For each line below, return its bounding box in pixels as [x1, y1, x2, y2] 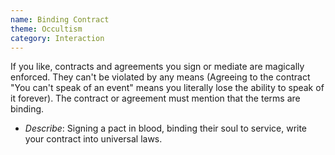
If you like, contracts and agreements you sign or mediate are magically [10, 61, 305, 73]
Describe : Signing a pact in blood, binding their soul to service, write [24, 122, 308, 135]
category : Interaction [10, 33, 105, 43]
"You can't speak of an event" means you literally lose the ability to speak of [10, 82, 325, 94]
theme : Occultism [10, 24, 83, 34]
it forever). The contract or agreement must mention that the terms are [10, 92, 301, 105]
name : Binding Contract [10, 14, 110, 25]
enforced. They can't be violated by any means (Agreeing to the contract [10, 71, 311, 83]
